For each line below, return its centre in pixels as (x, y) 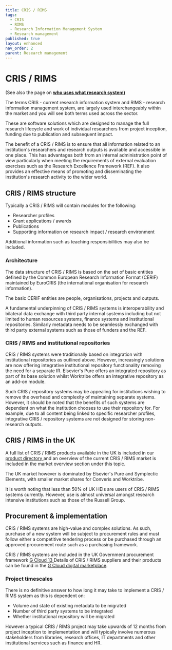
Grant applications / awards (42, 221)
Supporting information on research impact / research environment (84, 232)
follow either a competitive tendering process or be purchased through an (83, 539)
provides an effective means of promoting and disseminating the (74, 171)
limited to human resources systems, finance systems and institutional (80, 319)
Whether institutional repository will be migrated (63, 616)
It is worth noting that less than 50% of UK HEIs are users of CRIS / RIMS (82, 489)
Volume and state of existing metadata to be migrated (70, 605)
